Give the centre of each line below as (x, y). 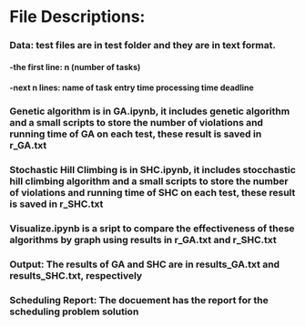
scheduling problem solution (74, 312)
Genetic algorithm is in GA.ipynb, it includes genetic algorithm (150, 111)
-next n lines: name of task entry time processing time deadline (132, 87)
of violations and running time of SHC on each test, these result (152, 193)
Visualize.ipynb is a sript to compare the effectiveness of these (152, 229)
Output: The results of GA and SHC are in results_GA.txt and (145, 264)
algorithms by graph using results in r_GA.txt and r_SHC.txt (143, 240)
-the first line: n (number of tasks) (75, 66)
